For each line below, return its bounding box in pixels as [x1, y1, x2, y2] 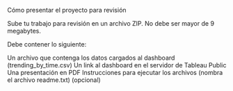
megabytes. [7, 27, 42, 35]
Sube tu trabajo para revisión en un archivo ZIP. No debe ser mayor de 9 [7, 19, 214, 27]
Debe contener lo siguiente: [7, 40, 87, 48]
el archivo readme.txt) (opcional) [7, 76, 101, 84]
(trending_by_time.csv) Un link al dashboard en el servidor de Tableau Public [7, 61, 227, 69]
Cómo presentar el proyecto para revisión [7, 6, 127, 14]
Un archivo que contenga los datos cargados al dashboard [7, 53, 175, 62]
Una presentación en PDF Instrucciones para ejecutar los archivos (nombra [7, 69, 223, 76]
